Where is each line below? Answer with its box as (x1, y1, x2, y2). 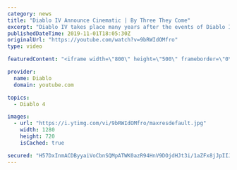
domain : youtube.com (13, 81, 74, 89)
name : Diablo (13, 74, 52, 81)
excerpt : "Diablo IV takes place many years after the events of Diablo (7, 23, 226, 30)
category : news (7, 10, 52, 18)
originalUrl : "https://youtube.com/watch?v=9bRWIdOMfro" (7, 37, 178, 44)
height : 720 (20, 133, 55, 140)
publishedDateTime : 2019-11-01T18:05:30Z (7, 30, 131, 37)
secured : (7, 152, 33, 159)
